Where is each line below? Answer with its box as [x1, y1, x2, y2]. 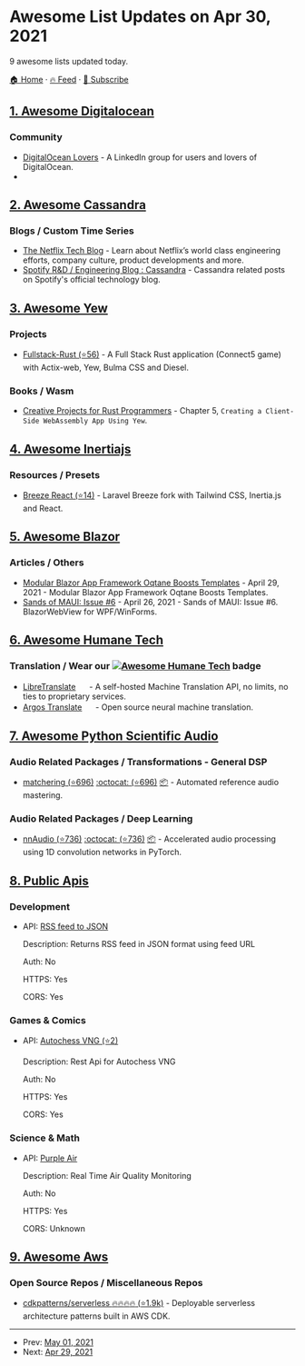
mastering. [22, 790, 64, 801]
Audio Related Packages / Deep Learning [9, 812, 193, 824]
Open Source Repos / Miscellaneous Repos [9, 1276, 203, 1289]
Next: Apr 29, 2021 [22, 1347, 93, 1358]
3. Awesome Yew [9, 300, 109, 315]
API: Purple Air [22, 1152, 78, 1163]
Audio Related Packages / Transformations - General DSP [9, 755, 268, 768]
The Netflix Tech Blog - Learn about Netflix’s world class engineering [22, 245, 281, 256]
